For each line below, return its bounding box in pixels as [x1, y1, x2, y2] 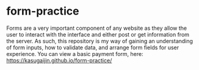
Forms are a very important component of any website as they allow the [6, 24, 187, 32]
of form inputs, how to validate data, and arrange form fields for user [6, 44, 179, 51]
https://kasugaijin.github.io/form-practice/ [6, 57, 112, 64]
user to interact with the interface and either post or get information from [6, 30, 190, 38]
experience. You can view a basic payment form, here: [6, 50, 143, 57]
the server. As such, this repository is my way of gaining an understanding [6, 37, 194, 44]
